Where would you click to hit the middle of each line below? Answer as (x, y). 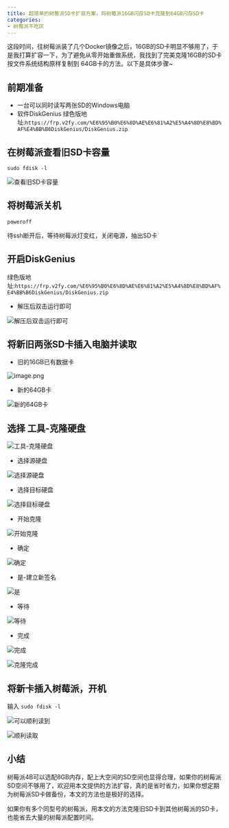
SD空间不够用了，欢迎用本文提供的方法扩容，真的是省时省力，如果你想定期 (113, 785)
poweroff (20, 222)
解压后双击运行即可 (44, 306)
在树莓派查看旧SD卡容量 (58, 152)
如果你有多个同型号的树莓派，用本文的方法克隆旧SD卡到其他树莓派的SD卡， (114, 808)
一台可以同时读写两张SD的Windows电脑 (73, 105)
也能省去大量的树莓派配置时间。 (52, 817)
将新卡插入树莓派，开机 (57, 688)
